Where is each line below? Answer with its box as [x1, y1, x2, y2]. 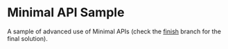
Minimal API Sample [7, 5, 125, 20]
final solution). [7, 34, 49, 42]
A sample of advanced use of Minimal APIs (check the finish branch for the [7, 27, 222, 35]
